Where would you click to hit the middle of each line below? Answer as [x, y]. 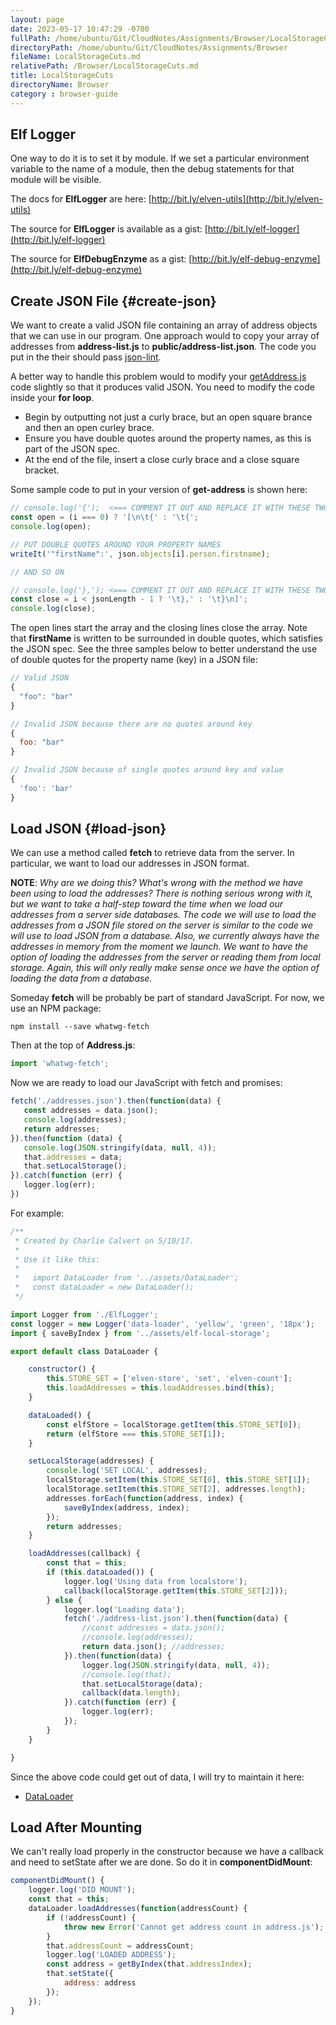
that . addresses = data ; [73, 1157]
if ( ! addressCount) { [91, 1917]
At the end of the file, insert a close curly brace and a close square [162, 460]
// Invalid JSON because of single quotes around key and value [147, 770]
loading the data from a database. [81, 978]
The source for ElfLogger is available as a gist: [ [109, 229]
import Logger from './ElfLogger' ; [84, 1314]
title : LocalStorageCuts [62, 76]
